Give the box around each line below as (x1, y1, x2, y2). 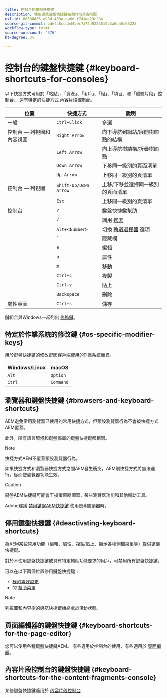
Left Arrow (56, 149, 82, 155)
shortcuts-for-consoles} (5, 73, 109, 85)
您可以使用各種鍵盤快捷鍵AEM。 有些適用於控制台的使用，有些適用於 (5, 643, 147, 649)
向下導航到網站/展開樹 (102, 128, 154, 135)
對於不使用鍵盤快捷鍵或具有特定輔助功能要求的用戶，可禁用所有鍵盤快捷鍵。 (5, 558, 162, 564)
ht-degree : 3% (5, 35, 35, 40)
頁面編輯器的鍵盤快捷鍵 (5, 621, 77, 630)
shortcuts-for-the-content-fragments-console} (5, 673, 157, 682)
